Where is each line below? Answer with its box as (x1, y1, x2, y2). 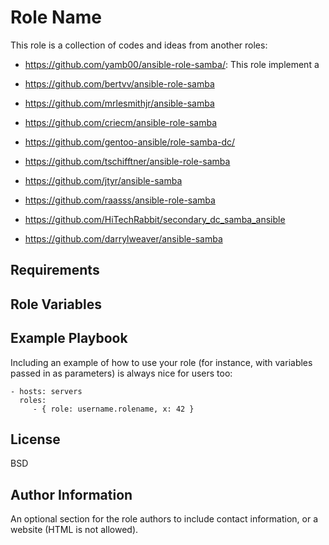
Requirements (10, 262, 100, 279)
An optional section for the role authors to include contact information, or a (10, 513, 319, 525)
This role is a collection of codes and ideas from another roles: (10, 39, 268, 51)
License (10, 431, 61, 448)
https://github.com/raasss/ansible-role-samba (24, 194, 216, 206)
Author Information (10, 486, 133, 503)
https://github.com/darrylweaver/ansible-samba (24, 232, 223, 245)
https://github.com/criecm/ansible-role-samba (24, 116, 217, 128)
